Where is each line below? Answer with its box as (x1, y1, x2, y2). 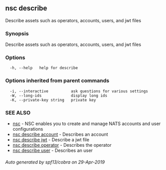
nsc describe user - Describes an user (12, 147, 93, 153)
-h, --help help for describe (10, 66, 78, 71)
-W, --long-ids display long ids (10, 93, 108, 98)
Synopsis (5, 30, 29, 37)
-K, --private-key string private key (10, 97, 96, 102)
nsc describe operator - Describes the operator (12, 142, 112, 148)
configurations (12, 126, 44, 132)
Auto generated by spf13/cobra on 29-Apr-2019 (5, 159, 105, 165)
